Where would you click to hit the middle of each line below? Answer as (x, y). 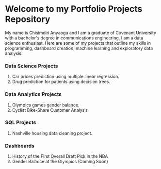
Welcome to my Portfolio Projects (74, 9)
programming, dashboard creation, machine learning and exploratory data (79, 48)
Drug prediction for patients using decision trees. (61, 82)
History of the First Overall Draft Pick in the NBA (60, 156)
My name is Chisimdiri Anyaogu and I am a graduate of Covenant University (81, 33)
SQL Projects (21, 122)
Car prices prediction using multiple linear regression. (66, 77)
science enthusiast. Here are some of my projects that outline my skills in (78, 43)
